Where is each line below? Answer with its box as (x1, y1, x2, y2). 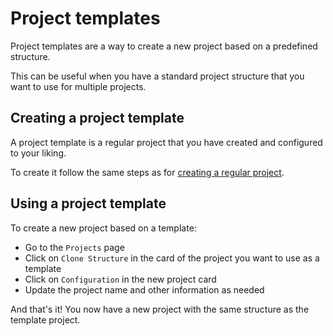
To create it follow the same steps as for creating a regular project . (10, 166, 285, 178)
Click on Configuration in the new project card (24, 273, 217, 285)
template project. (10, 313, 81, 326)
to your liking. (10, 147, 67, 159)
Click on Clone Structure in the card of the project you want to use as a (24, 252, 320, 264)
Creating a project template (10, 110, 185, 127)
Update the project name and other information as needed (24, 283, 265, 296)
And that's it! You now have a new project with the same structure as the (10, 303, 310, 315)
